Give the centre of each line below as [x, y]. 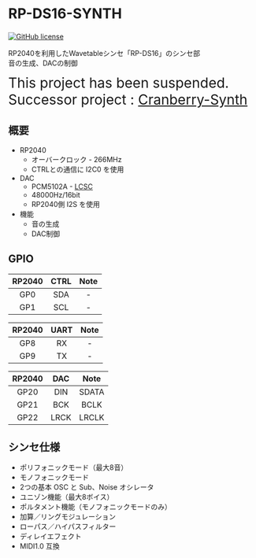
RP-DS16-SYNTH [65, 14]
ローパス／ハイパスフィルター [68, 527]
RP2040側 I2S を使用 [65, 204]
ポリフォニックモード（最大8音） [74, 467]
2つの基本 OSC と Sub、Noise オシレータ [87, 487]
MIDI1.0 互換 [40, 546]
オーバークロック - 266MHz [76, 159]
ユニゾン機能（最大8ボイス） [67, 497]
